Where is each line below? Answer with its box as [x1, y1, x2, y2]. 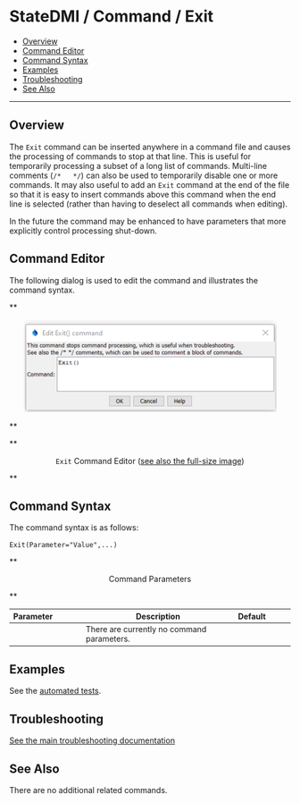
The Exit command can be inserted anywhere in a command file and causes [9, 141, 291, 152]
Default [237, 611, 266, 621]
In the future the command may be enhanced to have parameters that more [9, 216, 287, 226]
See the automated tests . [9, 686, 102, 697]
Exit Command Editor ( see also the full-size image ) [55, 455, 245, 466]
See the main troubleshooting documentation [9, 735, 176, 746]
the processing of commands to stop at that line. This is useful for [9, 150, 252, 162]
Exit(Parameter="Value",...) [9, 541, 118, 550]
